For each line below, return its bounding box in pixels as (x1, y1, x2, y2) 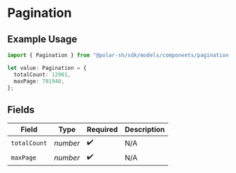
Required (86, 125, 118, 135)
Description (124, 125, 165, 135)
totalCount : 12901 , (13, 71, 71, 78)
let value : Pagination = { (7, 64, 87, 71)
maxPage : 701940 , (13, 78, 65, 85)
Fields (7, 104, 35, 116)
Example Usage (7, 33, 78, 45)
